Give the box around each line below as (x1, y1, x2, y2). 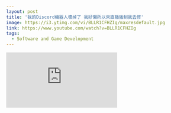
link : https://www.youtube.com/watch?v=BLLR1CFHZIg (6, 25, 136, 31)
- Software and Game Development (11, 36, 94, 42)
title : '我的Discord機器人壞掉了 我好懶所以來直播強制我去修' (6, 14, 144, 20)
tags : (6, 31, 20, 36)
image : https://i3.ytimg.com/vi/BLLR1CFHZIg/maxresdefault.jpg (6, 19, 166, 25)
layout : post (6, 8, 38, 15)
